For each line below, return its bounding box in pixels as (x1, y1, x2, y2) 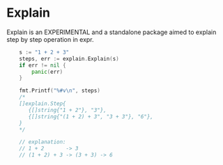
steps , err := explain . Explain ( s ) (19, 55, 119, 62)
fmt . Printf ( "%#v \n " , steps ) (19, 87, 100, 95)
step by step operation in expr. (6, 35, 95, 43)
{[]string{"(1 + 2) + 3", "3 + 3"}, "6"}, (28, 113, 154, 120)
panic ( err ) (31, 68, 63, 75)
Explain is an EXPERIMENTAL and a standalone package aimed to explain (6, 28, 217, 36)
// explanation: (19, 139, 67, 146)
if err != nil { (19, 61, 67, 69)
